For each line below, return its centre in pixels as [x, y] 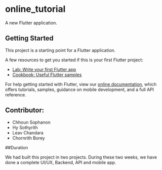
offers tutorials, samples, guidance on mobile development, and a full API [80, 89]
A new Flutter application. [31, 23]
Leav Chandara [28, 132]
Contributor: [25, 110]
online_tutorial [35, 9]
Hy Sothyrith [25, 127]
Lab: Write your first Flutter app [44, 69]
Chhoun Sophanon [31, 122]
